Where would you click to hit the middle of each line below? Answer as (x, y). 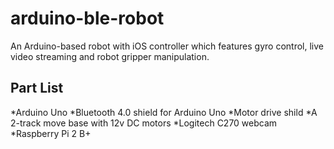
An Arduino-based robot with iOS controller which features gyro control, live (167, 46)
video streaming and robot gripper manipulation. (110, 56)
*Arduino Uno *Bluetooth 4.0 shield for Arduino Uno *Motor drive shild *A (164, 112)
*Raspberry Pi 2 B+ (51, 133)
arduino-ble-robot (87, 18)
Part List (37, 88)
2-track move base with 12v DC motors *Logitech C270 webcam (144, 123)
